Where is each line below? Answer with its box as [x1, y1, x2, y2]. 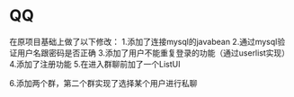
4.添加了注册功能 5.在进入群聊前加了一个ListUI [9, 58, 181, 69]
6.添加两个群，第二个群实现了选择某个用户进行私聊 [9, 77, 198, 88]
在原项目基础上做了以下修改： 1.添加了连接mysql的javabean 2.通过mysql [9, 36, 278, 47]
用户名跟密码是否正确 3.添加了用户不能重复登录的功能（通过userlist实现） [16, 47, 290, 58]
